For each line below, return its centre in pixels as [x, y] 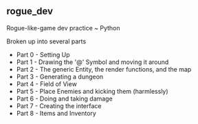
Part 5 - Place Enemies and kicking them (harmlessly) [92, 91]
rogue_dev [30, 11]
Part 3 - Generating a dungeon [60, 76]
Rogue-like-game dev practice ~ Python [64, 28]
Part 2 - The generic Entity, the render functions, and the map [104, 69]
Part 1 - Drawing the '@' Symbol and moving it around [92, 62]
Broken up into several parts [46, 41]
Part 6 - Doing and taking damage [64, 99]
